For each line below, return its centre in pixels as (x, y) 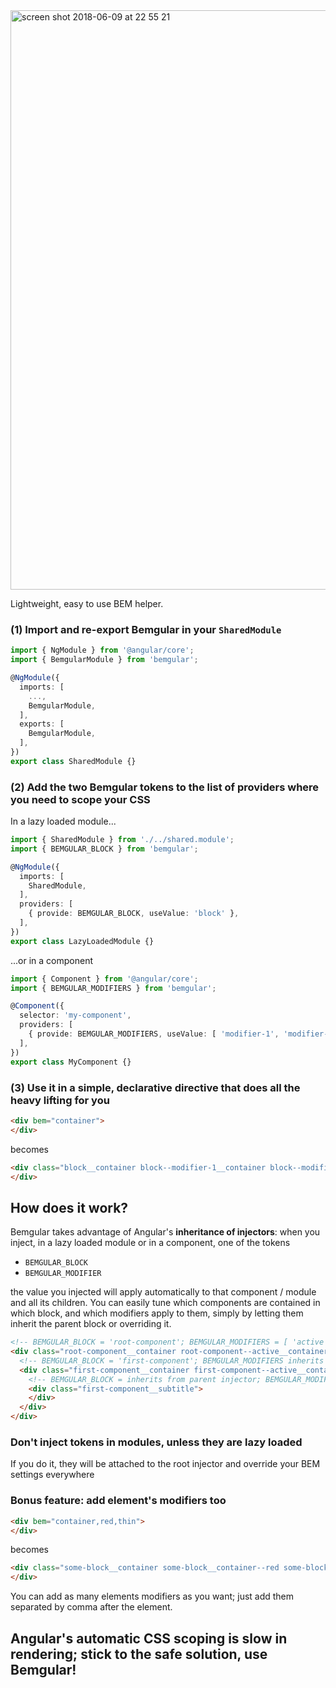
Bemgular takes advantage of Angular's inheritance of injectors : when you (165, 1232)
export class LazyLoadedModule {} (82, 941)
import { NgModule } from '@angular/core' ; (102, 650)
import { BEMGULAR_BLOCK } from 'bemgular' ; (104, 849)
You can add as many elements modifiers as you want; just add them (152, 1596)
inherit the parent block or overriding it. (91, 1324)
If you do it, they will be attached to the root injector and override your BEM (165, 1464)
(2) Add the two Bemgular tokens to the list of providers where (165, 787)
